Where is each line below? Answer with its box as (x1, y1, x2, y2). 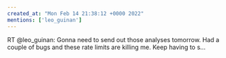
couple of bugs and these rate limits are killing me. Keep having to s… (7, 43, 206, 51)
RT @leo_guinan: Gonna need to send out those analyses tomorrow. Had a (7, 35, 220, 43)
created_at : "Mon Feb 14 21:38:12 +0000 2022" (7, 10, 144, 17)
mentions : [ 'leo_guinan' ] (7, 17, 82, 23)
